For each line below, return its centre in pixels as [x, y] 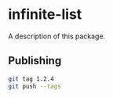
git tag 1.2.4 [31, 79]
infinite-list [45, 15]
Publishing [35, 61]
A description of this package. [57, 36]
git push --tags [35, 86]
